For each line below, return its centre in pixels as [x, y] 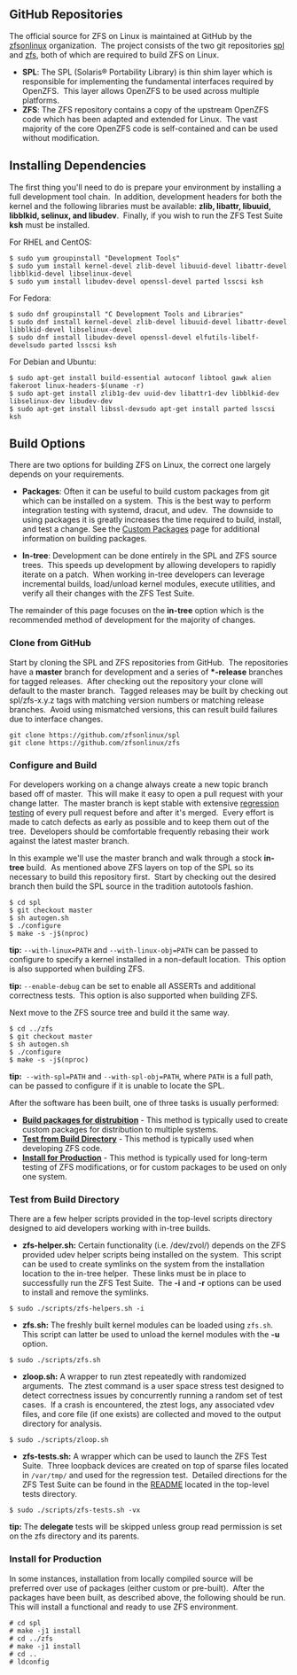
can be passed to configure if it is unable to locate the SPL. [117, 1086]
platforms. [41, 100]
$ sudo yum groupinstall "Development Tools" [94, 258]
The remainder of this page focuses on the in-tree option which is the [137, 611]
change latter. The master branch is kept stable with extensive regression [144, 803]
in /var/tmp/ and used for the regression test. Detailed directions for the [155, 1476]
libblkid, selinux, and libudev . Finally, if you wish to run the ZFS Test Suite [146, 215]
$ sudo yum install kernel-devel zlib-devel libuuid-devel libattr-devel [148, 266]
